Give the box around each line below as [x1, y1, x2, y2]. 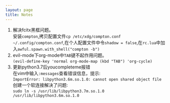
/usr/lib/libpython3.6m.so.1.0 [12, 93, 80, 98]
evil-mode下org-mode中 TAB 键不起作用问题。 [12, 52, 107, 58]
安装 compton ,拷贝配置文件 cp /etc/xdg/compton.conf [12, 33, 121, 39]
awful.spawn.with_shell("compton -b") [17, 47, 100, 52]
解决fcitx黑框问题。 [12, 26, 54, 33]
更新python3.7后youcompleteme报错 [12, 64, 90, 70]
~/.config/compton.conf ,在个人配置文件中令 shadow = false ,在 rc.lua [12, 39, 157, 46]
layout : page [5, 7, 33, 13]
